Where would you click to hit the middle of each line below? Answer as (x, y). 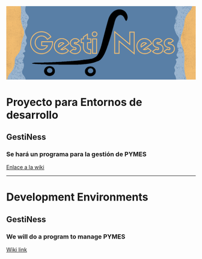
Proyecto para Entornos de (74, 102)
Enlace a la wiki (25, 167)
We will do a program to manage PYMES (66, 236)
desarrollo (32, 115)
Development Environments (77, 197)
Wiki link (17, 250)
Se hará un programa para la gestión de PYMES (76, 154)
